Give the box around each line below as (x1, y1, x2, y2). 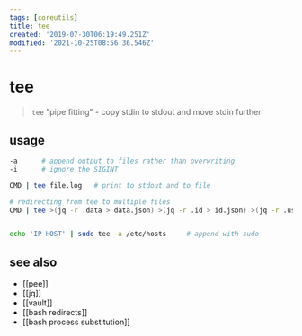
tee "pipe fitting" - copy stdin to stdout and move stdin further (31, 107, 262, 118)
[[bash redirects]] (22, 307, 88, 318)
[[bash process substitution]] (22, 316, 130, 328)
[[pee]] (22, 279, 49, 289)
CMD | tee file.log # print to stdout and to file (9, 181, 211, 190)
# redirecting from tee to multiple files (9, 197, 171, 207)
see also (9, 254, 58, 270)
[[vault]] (22, 297, 53, 308)
